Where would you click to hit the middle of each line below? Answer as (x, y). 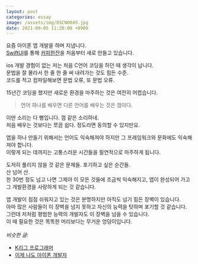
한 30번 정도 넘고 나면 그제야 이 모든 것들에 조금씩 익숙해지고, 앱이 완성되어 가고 (98, 180)
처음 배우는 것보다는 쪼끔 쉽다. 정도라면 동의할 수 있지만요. (73, 125)
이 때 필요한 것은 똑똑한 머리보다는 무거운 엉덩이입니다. (69, 222)
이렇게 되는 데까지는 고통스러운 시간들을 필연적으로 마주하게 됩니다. (83, 152)
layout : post (22, 11)
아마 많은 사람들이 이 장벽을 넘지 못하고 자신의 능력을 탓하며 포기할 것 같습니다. (97, 207)
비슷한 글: (17, 235)
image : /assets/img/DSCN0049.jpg (47, 22)
